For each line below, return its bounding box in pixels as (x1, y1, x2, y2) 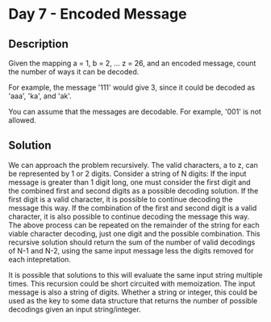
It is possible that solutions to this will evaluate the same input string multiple (8, 270, 263, 279)
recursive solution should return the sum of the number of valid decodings (8, 237, 256, 247)
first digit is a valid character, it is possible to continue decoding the (8, 194, 233, 204)
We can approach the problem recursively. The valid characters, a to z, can (8, 160, 258, 169)
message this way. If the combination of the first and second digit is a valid (8, 203, 257, 212)
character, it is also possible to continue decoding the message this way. (8, 211, 250, 221)
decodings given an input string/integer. (8, 304, 141, 314)
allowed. (8, 115, 36, 125)
